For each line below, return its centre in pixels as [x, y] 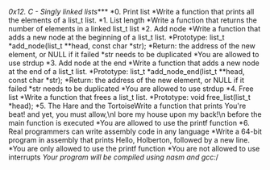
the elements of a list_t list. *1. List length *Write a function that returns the [133, 20]
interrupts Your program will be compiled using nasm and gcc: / [114, 157]
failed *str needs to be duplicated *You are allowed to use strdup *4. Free [131, 89]
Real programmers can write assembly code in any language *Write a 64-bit [135, 131]
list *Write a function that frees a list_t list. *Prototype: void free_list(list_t [130, 97]
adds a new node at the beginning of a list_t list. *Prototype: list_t [116, 37]
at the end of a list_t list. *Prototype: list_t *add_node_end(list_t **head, [127, 71]
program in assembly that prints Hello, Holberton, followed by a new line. [129, 140]
